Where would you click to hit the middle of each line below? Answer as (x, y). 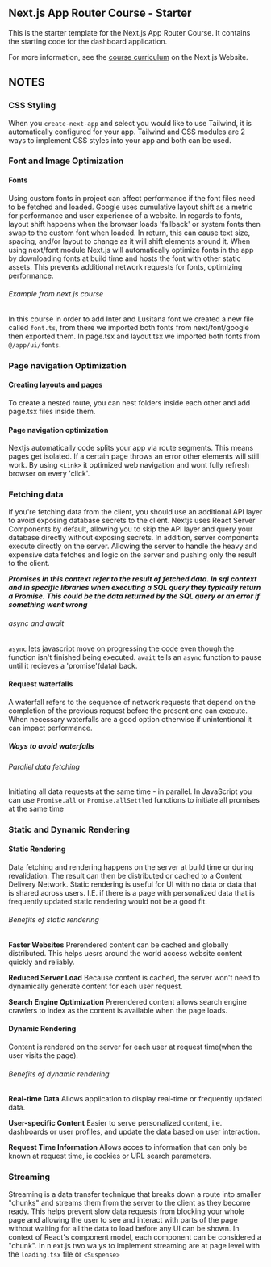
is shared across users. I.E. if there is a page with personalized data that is (132, 892)
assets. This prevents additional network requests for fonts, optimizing (125, 266)
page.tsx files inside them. (52, 411)
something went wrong (48, 605)
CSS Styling (32, 106)
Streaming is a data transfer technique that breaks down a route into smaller (135, 1194)
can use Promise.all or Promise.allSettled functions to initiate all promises (134, 800)
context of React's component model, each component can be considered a (135, 1237)
